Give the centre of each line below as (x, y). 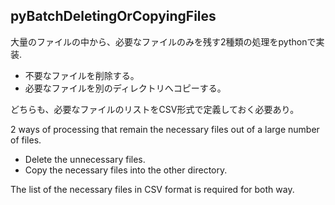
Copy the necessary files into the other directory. (126, 170)
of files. (26, 140)
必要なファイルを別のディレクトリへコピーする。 (125, 88)
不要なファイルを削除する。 (82, 75)
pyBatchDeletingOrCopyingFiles (113, 16)
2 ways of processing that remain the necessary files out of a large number (165, 129)
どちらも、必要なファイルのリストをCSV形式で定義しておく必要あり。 (155, 109)
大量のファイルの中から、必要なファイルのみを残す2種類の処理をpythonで (163, 41)
